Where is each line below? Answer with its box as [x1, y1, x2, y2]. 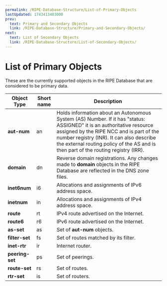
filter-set [7, 234, 30, 241]
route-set [7, 265, 31, 272]
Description [93, 97, 122, 104]
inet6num [7, 185, 31, 191]
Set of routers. [56, 273, 90, 280]
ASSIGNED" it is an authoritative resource [56, 121, 154, 128]
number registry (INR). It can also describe [56, 134, 156, 141]
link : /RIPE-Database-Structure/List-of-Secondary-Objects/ [9, 40, 137, 45]
